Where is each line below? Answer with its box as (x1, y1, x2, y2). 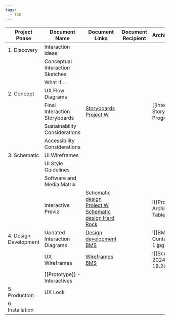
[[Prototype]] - (44, 271, 81, 278)
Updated (44, 229, 65, 236)
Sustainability (44, 122, 77, 129)
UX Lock (44, 289, 65, 296)
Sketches (44, 70, 67, 78)
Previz (44, 208, 60, 215)
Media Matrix (44, 181, 76, 188)
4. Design (8, 232, 31, 239)
